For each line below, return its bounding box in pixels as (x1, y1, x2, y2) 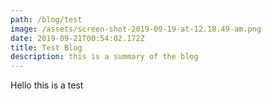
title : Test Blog (10, 42, 83, 53)
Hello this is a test (10, 79, 84, 91)
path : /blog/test (10, 14, 83, 25)
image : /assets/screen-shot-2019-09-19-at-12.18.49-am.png (10, 24, 262, 34)
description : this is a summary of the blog (10, 52, 199, 62)
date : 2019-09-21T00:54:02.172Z (10, 33, 145, 43)
